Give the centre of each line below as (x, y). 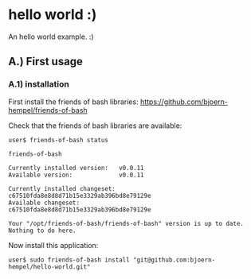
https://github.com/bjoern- (184, 102)
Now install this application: (53, 245)
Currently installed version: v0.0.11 (76, 168)
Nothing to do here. (43, 231)
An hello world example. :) (51, 37)
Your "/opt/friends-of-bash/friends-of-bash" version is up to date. (126, 223)
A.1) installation (39, 84)
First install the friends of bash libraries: (73, 102)
